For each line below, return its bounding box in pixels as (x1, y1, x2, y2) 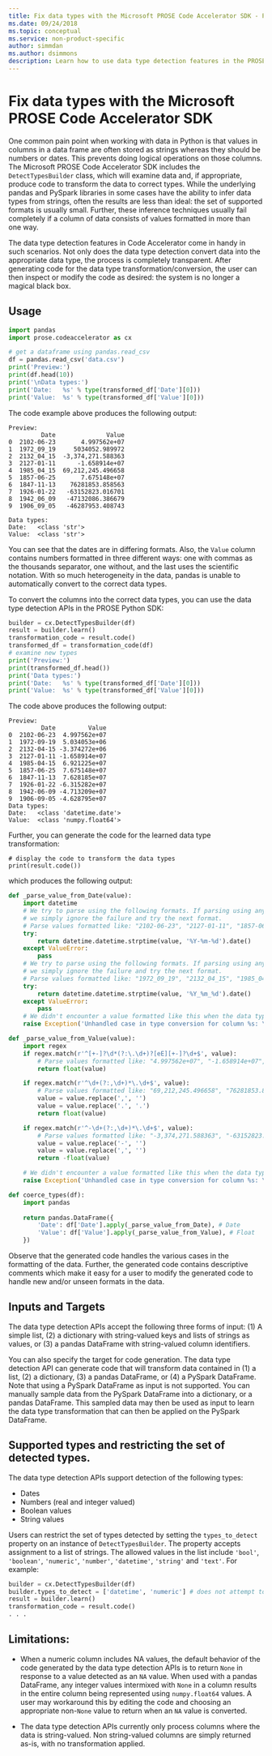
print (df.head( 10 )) (8, 370, 74, 379)
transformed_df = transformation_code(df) (8, 641, 154, 649)
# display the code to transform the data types (8, 854, 176, 863)
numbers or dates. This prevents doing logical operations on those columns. (8, 153, 263, 163)
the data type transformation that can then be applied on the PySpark (8, 1406, 240, 1416)
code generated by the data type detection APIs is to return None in (19, 1663, 243, 1672)
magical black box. (8, 281, 71, 290)
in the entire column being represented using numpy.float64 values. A (19, 1688, 253, 1698)
